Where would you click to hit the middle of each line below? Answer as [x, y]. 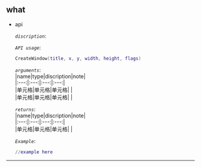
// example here [34, 152]
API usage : [28, 47]
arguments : [28, 70]
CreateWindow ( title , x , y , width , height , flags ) [78, 58]
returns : [25, 109]
